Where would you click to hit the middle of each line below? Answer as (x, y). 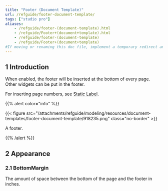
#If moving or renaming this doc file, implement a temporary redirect (81, 47)
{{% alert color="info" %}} (32, 104)
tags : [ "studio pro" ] (28, 19)
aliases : (14, 24)
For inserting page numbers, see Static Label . (52, 94)
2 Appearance (28, 153)
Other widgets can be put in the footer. (45, 84)
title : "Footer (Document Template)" (44, 10)
